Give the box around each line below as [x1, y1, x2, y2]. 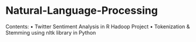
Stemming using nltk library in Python [5, 29, 96, 36]
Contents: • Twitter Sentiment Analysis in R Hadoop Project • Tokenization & [5, 23, 190, 30]
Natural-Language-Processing [5, 4, 158, 17]
